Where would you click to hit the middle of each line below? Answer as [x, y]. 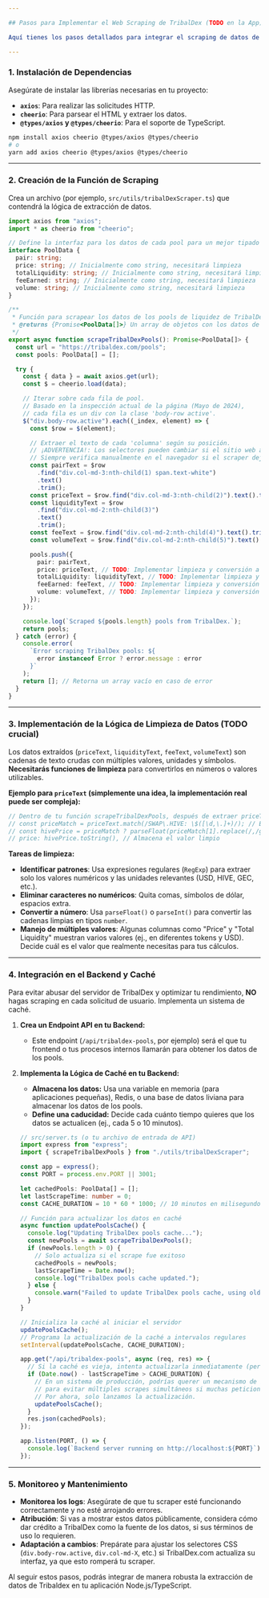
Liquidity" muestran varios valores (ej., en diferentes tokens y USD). [132, 938]
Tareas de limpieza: [41, 854]
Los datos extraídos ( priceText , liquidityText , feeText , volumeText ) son [127, 751]
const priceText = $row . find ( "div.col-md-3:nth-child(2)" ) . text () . [145, 495]
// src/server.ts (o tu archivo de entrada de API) [108, 1138]
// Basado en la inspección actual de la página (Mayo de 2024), [134, 407]
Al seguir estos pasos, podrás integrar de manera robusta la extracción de [131, 1577]
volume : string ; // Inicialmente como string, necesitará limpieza [130, 288]
